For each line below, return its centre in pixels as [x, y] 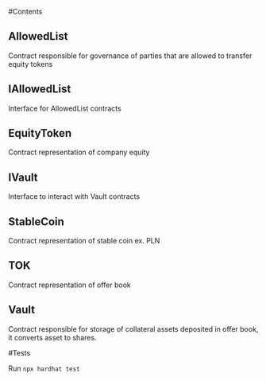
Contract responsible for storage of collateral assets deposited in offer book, [133, 329]
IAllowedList [40, 89]
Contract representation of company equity [79, 152]
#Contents [25, 12]
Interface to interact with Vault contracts [74, 196]
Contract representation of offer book [69, 285]
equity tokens [31, 64]
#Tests [19, 352]
